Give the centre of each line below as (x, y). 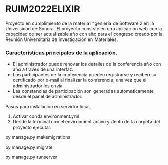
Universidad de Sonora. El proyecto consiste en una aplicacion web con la (84, 28)
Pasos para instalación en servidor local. (48, 107)
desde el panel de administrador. (48, 97)
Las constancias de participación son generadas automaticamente (83, 91)
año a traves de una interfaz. (43, 69)
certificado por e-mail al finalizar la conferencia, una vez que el (80, 80)
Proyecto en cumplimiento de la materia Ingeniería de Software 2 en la (80, 23)
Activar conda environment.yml (46, 116)
